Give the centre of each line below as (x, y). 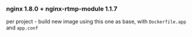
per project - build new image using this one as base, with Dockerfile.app (96, 22)
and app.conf (22, 28)
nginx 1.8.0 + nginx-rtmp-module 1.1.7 (62, 9)
